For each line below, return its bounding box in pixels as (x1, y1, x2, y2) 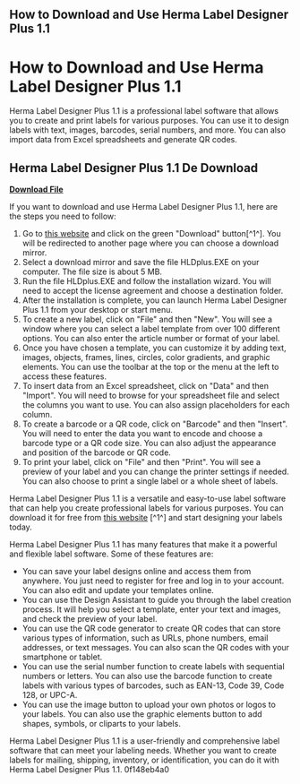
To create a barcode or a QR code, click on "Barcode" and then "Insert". (21, 418, 288, 429)
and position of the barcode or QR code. (21, 447, 172, 458)
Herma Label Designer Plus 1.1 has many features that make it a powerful (9, 539, 278, 550)
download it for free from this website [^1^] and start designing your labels (9, 513, 283, 523)
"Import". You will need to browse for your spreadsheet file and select (21, 390, 280, 401)
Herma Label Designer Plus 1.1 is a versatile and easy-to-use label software (9, 493, 287, 504)
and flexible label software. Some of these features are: (9, 548, 214, 559)
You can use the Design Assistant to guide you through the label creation (21, 595, 292, 606)
